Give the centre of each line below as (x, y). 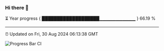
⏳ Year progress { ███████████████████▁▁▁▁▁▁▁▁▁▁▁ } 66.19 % (80, 18)
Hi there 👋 (17, 8)
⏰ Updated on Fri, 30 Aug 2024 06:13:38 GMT (52, 34)
